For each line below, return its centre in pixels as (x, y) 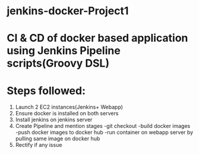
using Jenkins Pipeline (64, 51)
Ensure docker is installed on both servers (67, 114)
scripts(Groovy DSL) (58, 63)
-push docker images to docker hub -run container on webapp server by (104, 133)
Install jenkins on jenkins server (54, 120)
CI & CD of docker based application (97, 38)
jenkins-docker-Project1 (68, 11)
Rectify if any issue (39, 145)
